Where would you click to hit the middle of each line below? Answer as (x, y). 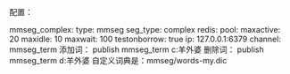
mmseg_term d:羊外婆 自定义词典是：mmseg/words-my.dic (118, 60)
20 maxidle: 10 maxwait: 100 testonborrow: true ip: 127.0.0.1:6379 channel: (145, 39)
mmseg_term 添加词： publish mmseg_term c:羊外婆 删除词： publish (137, 49)
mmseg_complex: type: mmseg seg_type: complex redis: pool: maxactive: (145, 30)
